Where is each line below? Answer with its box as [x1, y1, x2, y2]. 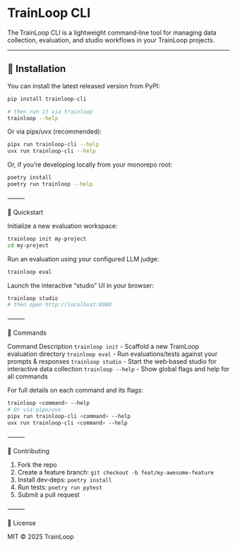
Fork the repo [17, 460, 58, 469]
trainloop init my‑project [7, 235, 87, 242]
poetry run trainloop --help [7, 181, 93, 188]
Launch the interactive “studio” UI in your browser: [7, 281, 154, 290]
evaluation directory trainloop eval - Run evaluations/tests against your [7, 350, 218, 358]
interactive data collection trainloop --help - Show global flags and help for [7, 365, 230, 374]
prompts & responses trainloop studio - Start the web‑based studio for [7, 357, 217, 366]
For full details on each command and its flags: [7, 386, 143, 395]
